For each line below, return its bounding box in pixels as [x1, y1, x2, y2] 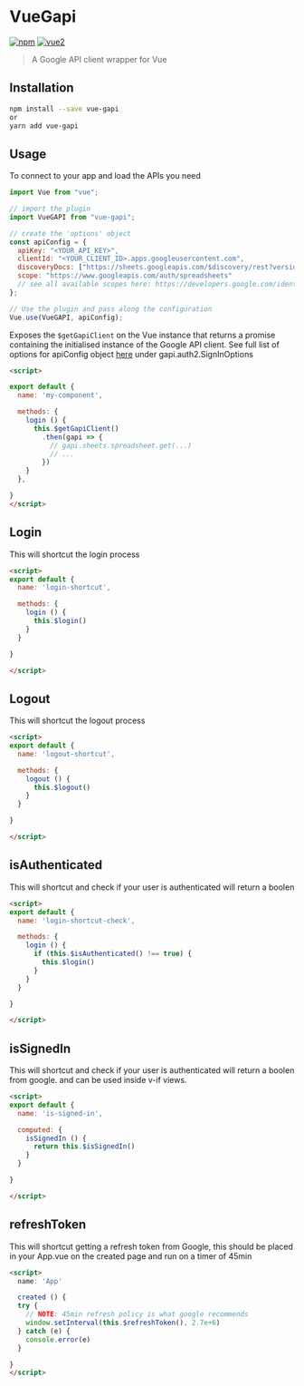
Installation [9, 80, 74, 96]
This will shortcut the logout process [9, 715, 146, 727]
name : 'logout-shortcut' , [17, 749, 116, 758]
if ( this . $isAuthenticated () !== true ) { [33, 950, 193, 959]
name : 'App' [17, 1276, 63, 1285]
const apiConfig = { [9, 238, 88, 247]
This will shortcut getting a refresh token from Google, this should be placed [9, 1241, 294, 1252]
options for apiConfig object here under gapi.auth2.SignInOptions [9, 348, 253, 359]
